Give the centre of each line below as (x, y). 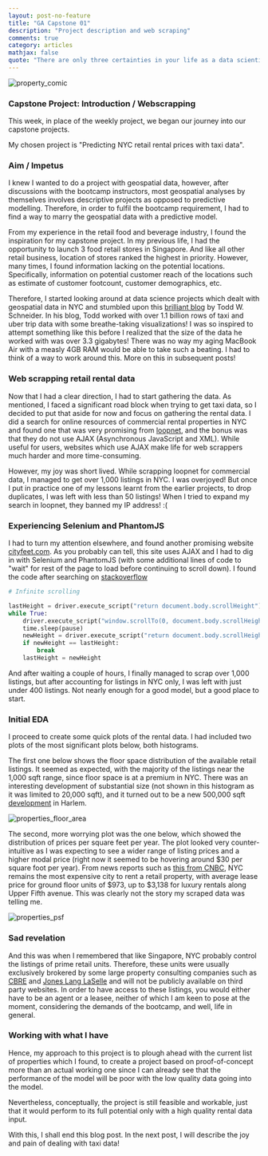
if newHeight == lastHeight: (71, 643)
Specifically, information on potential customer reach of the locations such (131, 275)
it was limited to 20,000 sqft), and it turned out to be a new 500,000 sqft (127, 794)
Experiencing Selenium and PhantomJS (87, 525)
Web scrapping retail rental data (72, 378)
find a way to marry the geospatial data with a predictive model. (113, 217)
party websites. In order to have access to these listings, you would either (130, 989)
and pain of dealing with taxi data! (64, 1143)
